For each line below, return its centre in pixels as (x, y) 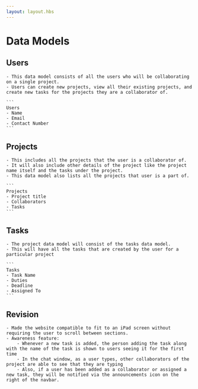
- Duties (17, 281)
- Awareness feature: (33, 339)
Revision (23, 314)
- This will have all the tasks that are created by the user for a (92, 249)
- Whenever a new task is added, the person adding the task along (102, 344)
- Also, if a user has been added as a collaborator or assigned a (102, 370)
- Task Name (21, 276)
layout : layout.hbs (30, 12)
